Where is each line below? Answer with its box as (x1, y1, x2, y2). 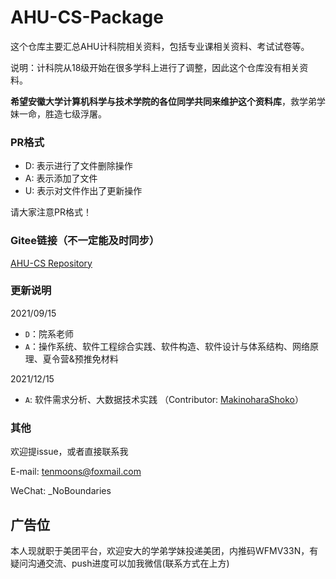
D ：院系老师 (24, 327, 74, 340)
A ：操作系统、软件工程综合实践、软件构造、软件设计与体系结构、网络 (24, 340, 310, 352)
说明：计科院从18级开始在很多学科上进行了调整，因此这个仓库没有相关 (10, 61, 300, 73)
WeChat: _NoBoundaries (10, 485, 112, 497)
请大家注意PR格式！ (10, 206, 92, 218)
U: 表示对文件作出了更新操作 (24, 185, 143, 197)
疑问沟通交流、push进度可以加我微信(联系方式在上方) (10, 557, 230, 569)
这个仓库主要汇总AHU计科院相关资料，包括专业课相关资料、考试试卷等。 (10, 40, 310, 52)
